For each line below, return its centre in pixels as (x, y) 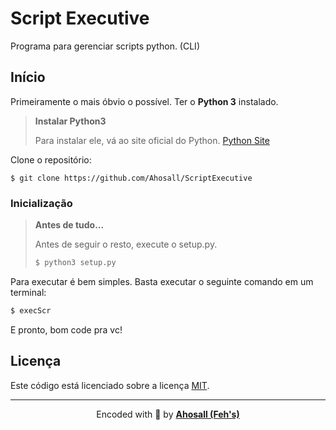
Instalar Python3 (70, 121)
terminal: (28, 292)
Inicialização (41, 203)
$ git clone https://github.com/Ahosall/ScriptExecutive (131, 178)
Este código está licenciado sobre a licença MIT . (110, 385)
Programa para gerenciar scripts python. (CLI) (105, 46)
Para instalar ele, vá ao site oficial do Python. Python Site (152, 140)
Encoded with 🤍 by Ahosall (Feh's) (168, 414)
